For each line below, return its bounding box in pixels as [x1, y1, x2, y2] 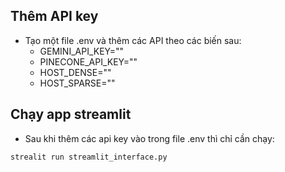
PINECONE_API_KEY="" [39, 55, 138, 68]
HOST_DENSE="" [39, 66, 112, 78]
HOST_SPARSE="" [39, 77, 116, 89]
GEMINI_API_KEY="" [39, 45, 125, 57]
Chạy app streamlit [10, 106, 132, 123]
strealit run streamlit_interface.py [10, 152, 168, 162]
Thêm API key [10, 8, 99, 25]
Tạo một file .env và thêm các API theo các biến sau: [24, 34, 242, 46]
